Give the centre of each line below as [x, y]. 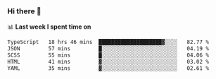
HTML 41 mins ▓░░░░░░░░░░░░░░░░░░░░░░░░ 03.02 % [108, 62]
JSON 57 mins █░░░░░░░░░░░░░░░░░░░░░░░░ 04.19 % [108, 49]
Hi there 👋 [25, 11]
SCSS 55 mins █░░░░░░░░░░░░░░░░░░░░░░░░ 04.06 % [108, 55]
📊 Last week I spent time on [49, 27]
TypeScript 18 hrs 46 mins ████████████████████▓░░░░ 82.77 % [108, 42]
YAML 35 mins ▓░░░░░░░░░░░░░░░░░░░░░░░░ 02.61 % [108, 68]
